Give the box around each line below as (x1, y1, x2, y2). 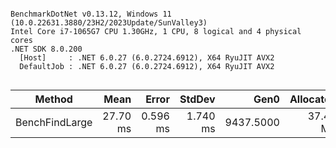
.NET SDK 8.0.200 (10, 44, 83, 54)
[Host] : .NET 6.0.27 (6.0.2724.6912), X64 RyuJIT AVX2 (19, 53, 275, 63)
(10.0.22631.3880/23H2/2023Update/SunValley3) (10, 18, 208, 28)
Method (34, 92, 73, 106)
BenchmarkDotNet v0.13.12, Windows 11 (10, 9, 172, 19)
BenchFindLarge (15, 116, 93, 129)
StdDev (179, 92, 216, 106)
